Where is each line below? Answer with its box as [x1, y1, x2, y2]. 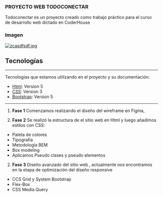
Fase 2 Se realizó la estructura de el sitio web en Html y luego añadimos [12, 117, 157, 123]
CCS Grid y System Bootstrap [12, 176, 71, 182]
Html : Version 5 [12, 83, 43, 89]
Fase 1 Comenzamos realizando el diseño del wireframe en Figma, [12, 108, 145, 114]
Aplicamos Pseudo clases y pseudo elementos [12, 152, 106, 158]
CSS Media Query [12, 187, 48, 193]
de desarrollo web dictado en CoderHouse [5, 19, 90, 25]
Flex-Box [12, 181, 30, 187]
